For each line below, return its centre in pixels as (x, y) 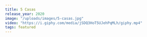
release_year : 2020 (25, 14)
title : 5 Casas (20, 9)
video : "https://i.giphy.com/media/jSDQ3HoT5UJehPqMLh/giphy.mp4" (74, 23)
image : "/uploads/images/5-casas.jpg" (44, 18)
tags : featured (20, 27)
